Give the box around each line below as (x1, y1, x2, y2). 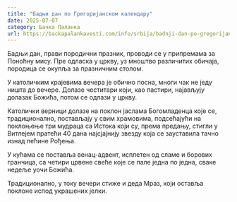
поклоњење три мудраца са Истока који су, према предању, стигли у (7, 121, 218, 131)
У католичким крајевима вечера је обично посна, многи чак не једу (7, 78, 213, 87)
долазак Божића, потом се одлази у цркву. (7, 93, 138, 102)
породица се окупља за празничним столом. (7, 64, 143, 73)
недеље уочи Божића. (7, 165, 75, 174)
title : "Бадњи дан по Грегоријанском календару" (7, 10, 153, 18)
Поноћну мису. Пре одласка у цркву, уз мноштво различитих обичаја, (7, 57, 219, 66)
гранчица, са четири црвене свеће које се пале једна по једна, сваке (7, 158, 217, 167)
